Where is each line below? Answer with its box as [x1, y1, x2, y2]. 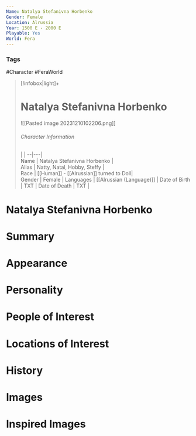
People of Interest [6, 310, 95, 323]
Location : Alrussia [6, 19, 54, 25]
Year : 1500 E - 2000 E [6, 25, 61, 31]
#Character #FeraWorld [6, 69, 63, 76]
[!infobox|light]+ [20, 80, 60, 87]
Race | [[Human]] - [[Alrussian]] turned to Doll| [20, 170, 133, 177]
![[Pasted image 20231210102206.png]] [20, 120, 116, 127]
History [6, 364, 43, 377]
